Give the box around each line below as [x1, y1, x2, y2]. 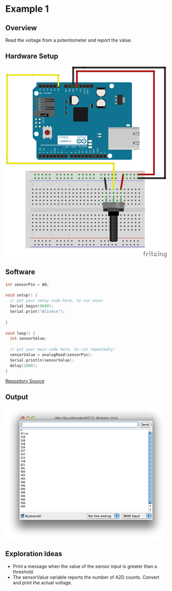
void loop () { [5, 330, 36, 336]
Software [5, 268, 35, 277]
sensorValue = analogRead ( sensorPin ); [10, 352, 93, 358]
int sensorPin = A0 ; [5, 282, 50, 287]
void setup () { [5, 293, 38, 298]
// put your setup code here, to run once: [10, 298, 104, 303]
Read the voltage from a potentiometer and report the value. [5, 37, 132, 43]
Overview [5, 24, 37, 32]
